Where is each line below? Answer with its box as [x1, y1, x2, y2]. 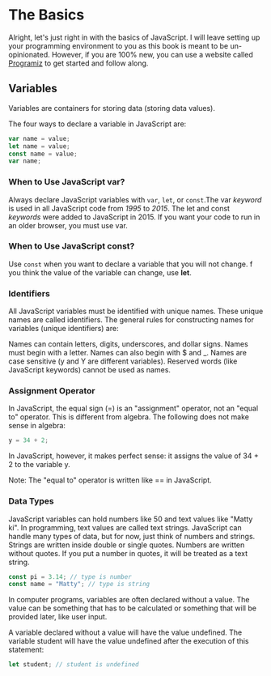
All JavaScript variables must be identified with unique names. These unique [8, 306, 264, 317]
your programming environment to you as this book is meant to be [8, 40, 229, 50]
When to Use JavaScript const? [8, 240, 135, 252]
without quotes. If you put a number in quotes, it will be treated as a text [8, 548, 248, 558]
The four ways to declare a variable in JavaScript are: [8, 119, 187, 129]
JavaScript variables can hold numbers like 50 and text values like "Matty [8, 514, 253, 524]
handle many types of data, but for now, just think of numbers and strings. [8, 531, 256, 541]
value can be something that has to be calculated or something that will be [8, 603, 257, 613]
